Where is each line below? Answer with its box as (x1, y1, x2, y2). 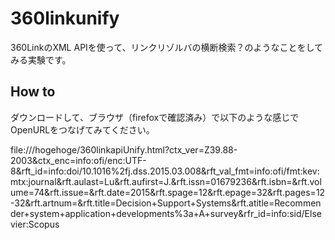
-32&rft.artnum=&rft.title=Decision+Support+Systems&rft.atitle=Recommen (10, 197, 322, 209)
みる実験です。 (10, 53, 72, 66)
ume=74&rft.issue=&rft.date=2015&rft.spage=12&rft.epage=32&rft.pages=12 (10, 186, 326, 198)
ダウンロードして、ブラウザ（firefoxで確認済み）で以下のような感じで (10, 111, 300, 123)
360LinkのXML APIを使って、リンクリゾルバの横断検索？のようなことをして (10, 41, 324, 53)
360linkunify (10, 7, 120, 30)
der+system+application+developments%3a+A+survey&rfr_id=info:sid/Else (10, 207, 322, 219)
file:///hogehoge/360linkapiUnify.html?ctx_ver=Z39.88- (10, 143, 238, 156)
